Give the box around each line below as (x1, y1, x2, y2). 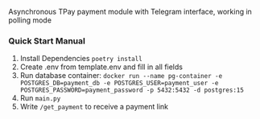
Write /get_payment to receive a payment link (19, 102, 169, 112)
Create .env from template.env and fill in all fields (19, 62, 184, 72)
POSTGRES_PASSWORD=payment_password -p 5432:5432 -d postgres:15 (19, 86, 244, 95)
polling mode (8, 15, 52, 25)
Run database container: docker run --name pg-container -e (19, 71, 223, 80)
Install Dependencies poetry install (19, 54, 142, 64)
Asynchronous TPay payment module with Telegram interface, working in (8, 7, 252, 16)
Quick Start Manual (8, 35, 86, 47)
